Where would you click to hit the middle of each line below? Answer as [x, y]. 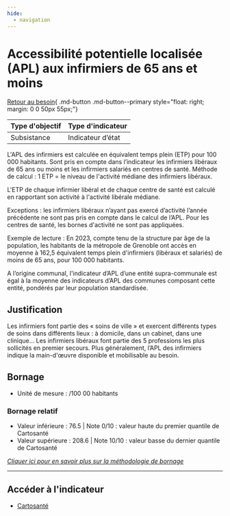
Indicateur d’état [94, 138]
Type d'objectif [36, 126]
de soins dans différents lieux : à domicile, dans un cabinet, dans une [104, 333]
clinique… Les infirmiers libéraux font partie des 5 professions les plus [106, 341]
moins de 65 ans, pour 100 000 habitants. [66, 260]
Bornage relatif [33, 411]
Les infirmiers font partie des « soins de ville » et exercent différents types [112, 326]
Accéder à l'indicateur [55, 489]
